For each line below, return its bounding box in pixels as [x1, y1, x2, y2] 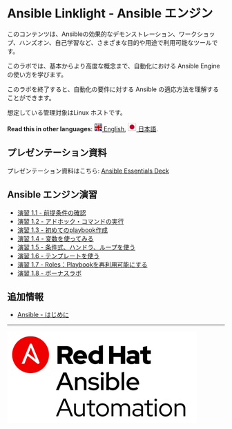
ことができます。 [7, 93, 55, 102]
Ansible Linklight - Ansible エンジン [7, 6, 213, 21]
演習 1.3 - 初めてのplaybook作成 [17, 225, 108, 234]
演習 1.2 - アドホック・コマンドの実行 [17, 217, 124, 225]
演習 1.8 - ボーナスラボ [17, 269, 82, 277]
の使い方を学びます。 [7, 70, 68, 79]
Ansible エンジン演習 [7, 189, 98, 200]
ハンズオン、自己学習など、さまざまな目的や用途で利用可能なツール [19, 38, 212, 46]
